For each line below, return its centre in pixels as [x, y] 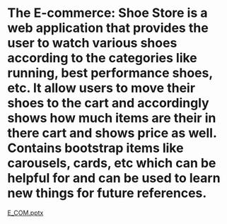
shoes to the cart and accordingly [109, 103]
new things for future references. [107, 193]
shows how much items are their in [112, 118]
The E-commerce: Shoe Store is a [107, 13]
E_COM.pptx [25, 213]
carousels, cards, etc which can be [112, 163]
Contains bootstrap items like [95, 148]
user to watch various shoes [92, 43]
